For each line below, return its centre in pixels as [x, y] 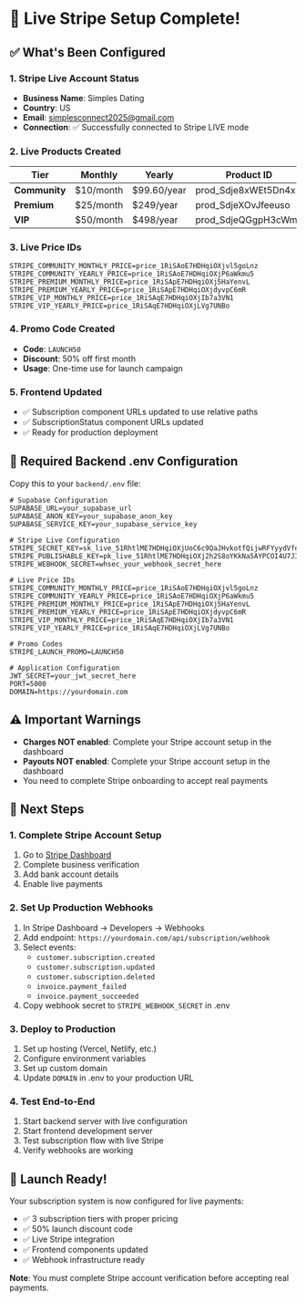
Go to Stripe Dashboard [67, 855]
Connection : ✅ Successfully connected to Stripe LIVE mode [136, 127]
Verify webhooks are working [78, 1151]
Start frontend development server [87, 1131]
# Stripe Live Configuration [65, 540]
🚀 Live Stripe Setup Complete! [125, 19]
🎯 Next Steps [47, 810]
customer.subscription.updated [96, 967]
